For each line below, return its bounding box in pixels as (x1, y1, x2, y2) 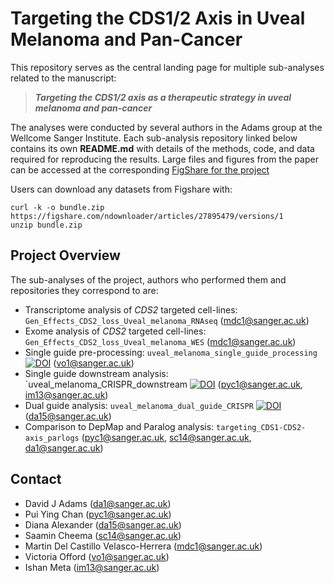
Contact (10, 471, 62, 488)
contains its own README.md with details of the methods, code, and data (10, 142, 315, 154)
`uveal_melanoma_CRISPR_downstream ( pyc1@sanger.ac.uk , (24, 378, 303, 390)
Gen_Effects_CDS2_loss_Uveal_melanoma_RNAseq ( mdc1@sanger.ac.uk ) (24, 314, 310, 326)
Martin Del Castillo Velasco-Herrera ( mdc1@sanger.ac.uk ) (24, 540, 263, 552)
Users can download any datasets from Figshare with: (10, 183, 233, 195)
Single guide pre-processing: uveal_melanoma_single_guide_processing (24, 346, 318, 358)
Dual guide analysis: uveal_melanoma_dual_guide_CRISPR (24, 399, 254, 411)
